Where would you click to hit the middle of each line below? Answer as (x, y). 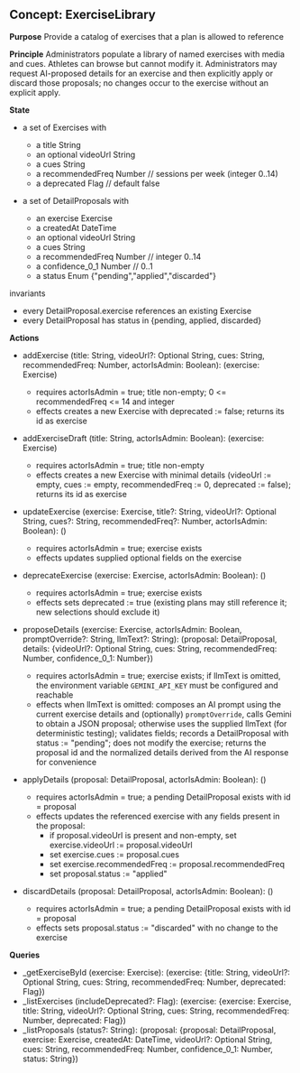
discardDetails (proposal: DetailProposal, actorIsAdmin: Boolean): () (148, 891)
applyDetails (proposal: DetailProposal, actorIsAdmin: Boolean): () (144, 779)
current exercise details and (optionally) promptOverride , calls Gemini (164, 714)
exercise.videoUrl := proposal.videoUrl (121, 845)
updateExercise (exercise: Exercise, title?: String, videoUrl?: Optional (149, 511)
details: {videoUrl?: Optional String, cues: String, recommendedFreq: (150, 648)
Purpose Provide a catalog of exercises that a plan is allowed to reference (146, 36)
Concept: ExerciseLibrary (82, 15)
